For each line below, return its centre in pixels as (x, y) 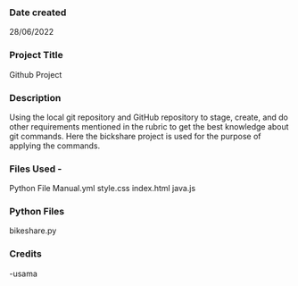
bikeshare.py (33, 231)
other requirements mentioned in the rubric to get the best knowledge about (149, 126)
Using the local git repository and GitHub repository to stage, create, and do (149, 117)
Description (35, 97)
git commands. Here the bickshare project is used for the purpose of (135, 136)
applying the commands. (55, 146)
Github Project (36, 74)
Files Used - (36, 169)
